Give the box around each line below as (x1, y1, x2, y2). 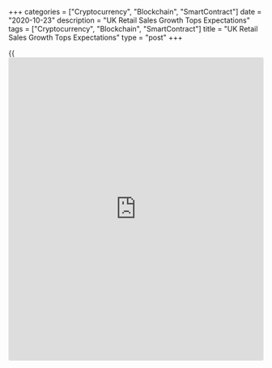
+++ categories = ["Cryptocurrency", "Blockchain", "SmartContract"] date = (8, 7, 262, 16)
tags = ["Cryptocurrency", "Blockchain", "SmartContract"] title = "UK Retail (8, 24, 258, 33)
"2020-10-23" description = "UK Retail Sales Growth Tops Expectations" (8, 15, 251, 25)
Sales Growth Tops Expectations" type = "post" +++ (8, 32, 183, 42)
